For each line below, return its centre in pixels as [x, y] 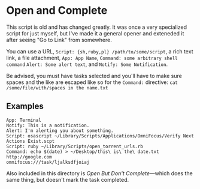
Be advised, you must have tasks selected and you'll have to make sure [94, 76]
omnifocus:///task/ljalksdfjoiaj [48, 162]
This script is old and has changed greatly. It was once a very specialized [97, 27]
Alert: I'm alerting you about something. [60, 130]
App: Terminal [24, 120]
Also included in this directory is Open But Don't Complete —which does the [99, 173]
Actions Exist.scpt [31, 141]
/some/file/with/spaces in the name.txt [57, 88]
